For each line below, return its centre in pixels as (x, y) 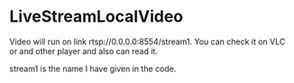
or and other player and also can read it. (83, 51)
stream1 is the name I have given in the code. (93, 69)
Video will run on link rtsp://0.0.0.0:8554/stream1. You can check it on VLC (147, 41)
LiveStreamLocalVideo (96, 17)
